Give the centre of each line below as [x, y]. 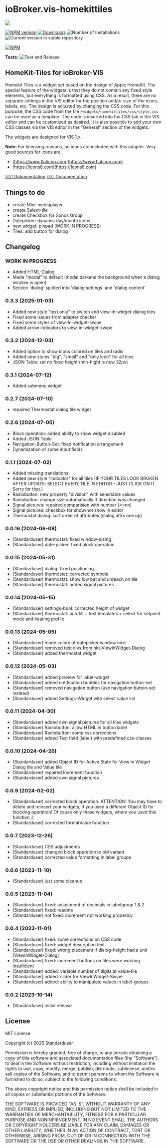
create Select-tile [30, 210]
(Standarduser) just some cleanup [47, 881]
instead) [21, 693]
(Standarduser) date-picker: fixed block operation [63, 545]
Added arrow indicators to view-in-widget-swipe [63, 328]
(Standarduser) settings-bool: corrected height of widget [71, 608]
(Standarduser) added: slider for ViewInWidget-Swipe [68, 976]
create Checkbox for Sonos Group [48, 215]
